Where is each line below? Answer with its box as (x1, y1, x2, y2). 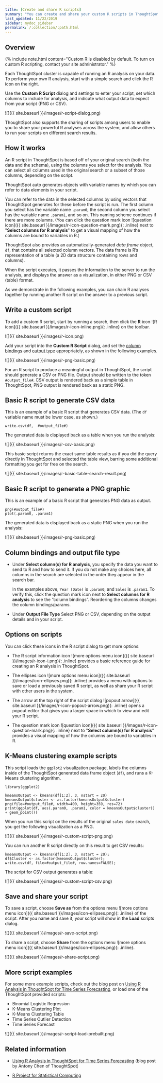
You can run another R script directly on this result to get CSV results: (5, 842, 144, 848)
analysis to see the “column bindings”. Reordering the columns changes (12, 597, 157, 602)
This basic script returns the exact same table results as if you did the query (5, 451, 157, 457)
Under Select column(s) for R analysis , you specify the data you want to (12, 562, 158, 567)
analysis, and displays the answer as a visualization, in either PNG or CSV (5, 272, 152, 277)
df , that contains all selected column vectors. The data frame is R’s (5, 247, 138, 253)
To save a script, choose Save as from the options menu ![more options (5, 905, 148, 911)
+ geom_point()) (5, 810, 38, 815)
